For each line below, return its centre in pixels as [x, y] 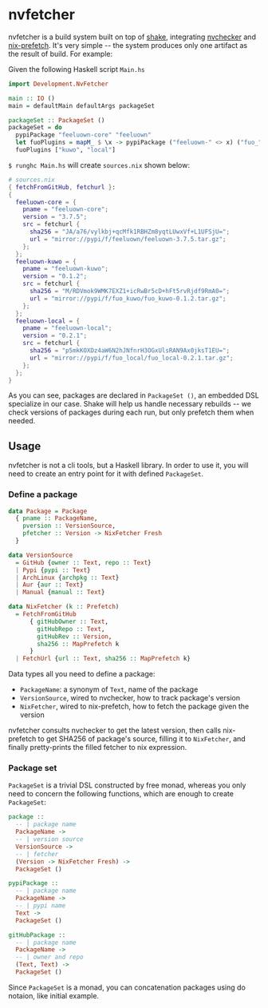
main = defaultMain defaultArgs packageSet [82, 105]
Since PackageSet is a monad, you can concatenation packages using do [127, 987]
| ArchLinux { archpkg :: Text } [67, 577]
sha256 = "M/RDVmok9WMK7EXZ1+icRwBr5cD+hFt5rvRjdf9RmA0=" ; [129, 292]
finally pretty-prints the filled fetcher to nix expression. [98, 748]
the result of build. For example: [61, 54]
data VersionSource [41, 555]
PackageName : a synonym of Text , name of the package [109, 689]
